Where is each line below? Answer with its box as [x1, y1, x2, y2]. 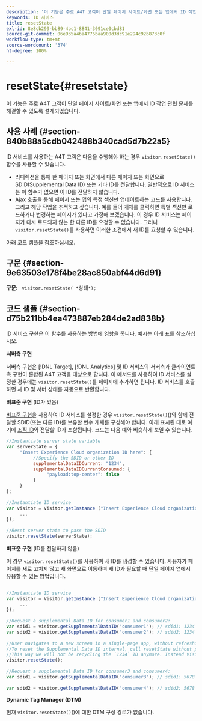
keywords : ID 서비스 [6, 14, 54, 20]
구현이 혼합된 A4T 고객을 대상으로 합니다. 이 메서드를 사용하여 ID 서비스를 [12, 371, 185, 378]
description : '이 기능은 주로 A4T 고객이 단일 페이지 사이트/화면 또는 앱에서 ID [6, 8, 186, 15]
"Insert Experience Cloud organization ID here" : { [19, 449, 152, 455]
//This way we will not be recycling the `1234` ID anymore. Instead [6, 651, 185, 658]
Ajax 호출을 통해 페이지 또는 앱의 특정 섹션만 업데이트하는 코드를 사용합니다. [14, 196, 193, 203]
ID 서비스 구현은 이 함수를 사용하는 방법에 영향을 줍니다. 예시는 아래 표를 [6, 330, 175, 337]
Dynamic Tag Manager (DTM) [6, 696, 81, 703]
